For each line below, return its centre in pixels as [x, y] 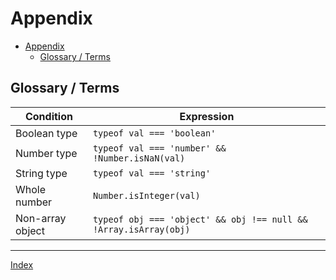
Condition [48, 116]
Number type [46, 153]
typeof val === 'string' [152, 173]
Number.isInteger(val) [146, 195]
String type [41, 173]
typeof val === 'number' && [159, 148]
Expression [207, 116]
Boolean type [46, 133]
